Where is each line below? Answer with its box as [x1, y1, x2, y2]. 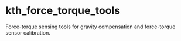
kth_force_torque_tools [5, 4, 121, 17]
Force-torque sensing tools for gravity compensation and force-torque [5, 23, 176, 30]
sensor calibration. [5, 29, 50, 36]
